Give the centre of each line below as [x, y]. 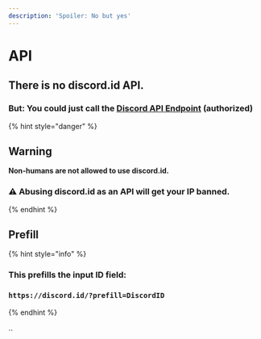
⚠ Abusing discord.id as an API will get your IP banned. [119, 192]
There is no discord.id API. [76, 86]
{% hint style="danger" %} [53, 126]
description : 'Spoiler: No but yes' [70, 16]
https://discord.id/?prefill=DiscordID [87, 296]
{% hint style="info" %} [48, 254]
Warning [30, 151]
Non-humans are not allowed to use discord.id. [89, 171]
